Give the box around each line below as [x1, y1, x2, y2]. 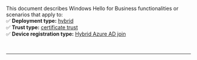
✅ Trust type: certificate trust [6, 24, 78, 31]
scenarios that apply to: [6, 11, 63, 18]
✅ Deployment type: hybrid [6, 17, 74, 24]
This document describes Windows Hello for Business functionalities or [6, 5, 179, 12]
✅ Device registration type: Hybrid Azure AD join [6, 30, 126, 37]
